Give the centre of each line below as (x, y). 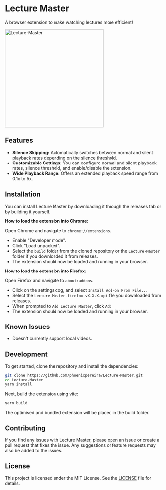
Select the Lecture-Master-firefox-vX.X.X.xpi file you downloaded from (86, 295)
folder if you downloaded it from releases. (55, 256)
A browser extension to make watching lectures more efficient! (69, 22)
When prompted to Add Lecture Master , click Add (62, 306)
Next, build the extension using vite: (42, 394)
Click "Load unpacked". (36, 245)
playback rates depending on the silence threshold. (65, 158)
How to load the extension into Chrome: (47, 221)
